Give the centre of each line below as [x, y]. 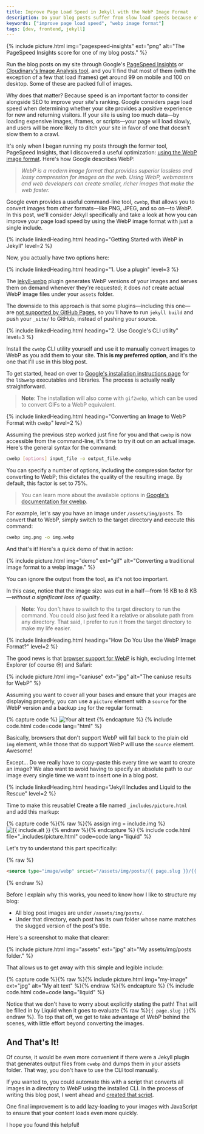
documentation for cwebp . [54, 501]
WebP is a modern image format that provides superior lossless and [107, 171]
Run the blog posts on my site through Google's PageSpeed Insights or [95, 64]
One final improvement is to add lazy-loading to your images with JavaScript [102, 1106]
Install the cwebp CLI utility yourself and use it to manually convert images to [101, 349]
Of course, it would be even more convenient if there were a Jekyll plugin [98, 1057]
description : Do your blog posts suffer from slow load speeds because [99, 18]
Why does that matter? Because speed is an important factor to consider [97, 95]
